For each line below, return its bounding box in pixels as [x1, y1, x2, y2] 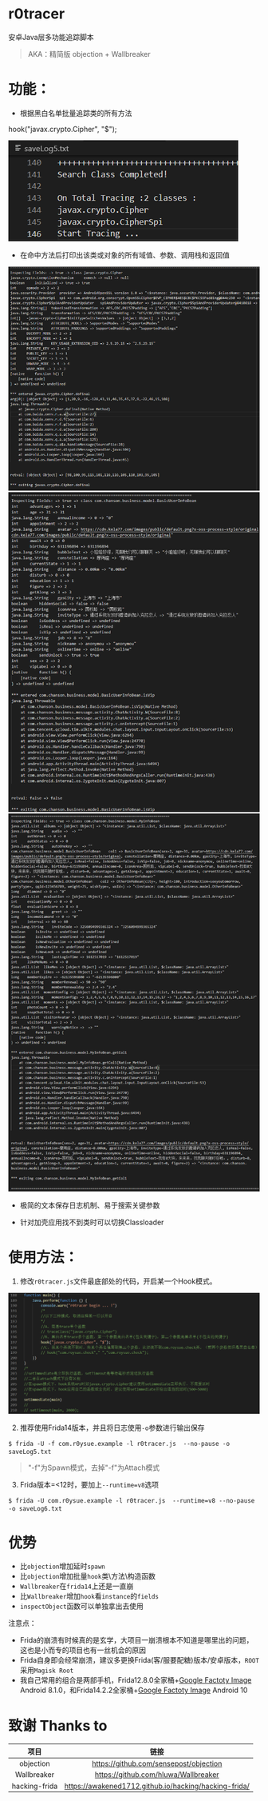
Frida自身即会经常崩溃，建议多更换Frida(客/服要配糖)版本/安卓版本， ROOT [19, 1655, 259, 1665]
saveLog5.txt [8, 1448, 52, 1456]
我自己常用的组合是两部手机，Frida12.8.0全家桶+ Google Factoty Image [19, 1675, 252, 1685]
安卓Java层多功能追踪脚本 [8, 32, 94, 42]
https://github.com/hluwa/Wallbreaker [94, 1770, 219, 1779]
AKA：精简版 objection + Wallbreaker [27, 49, 152, 58]
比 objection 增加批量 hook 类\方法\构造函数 [19, 1571, 156, 1581]
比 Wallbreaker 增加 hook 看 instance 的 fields [19, 1591, 160, 1601]
